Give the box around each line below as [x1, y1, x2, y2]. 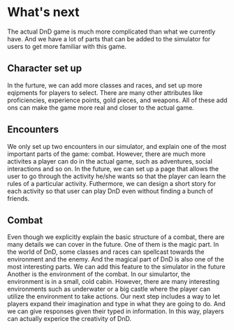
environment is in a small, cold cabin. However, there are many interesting [7, 278, 220, 286]
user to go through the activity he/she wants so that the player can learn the [7, 172, 226, 180]
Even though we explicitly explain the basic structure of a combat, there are [7, 233, 225, 241]
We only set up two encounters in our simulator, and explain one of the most [7, 142, 227, 150]
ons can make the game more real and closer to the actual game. [7, 103, 194, 112]
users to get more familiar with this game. [7, 42, 127, 50]
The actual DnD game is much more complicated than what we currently [7, 27, 216, 36]
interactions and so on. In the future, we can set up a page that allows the [7, 164, 219, 173]
